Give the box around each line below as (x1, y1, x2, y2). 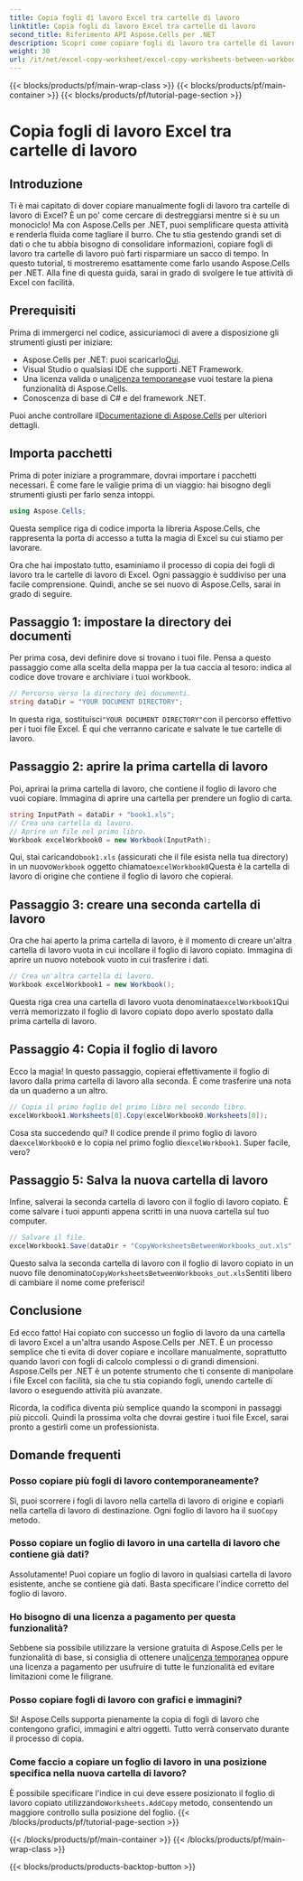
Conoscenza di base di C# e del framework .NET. (22, 392, 207, 403)
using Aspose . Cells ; (9, 507, 87, 516)
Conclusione (9, 1303, 83, 1318)
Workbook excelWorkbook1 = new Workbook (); (9, 981, 176, 990)
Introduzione (9, 176, 84, 191)
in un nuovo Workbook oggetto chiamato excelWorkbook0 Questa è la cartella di (9, 861, 290, 872)
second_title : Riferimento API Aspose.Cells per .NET (9, 30, 216, 39)
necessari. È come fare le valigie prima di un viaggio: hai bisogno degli (9, 480, 271, 490)
